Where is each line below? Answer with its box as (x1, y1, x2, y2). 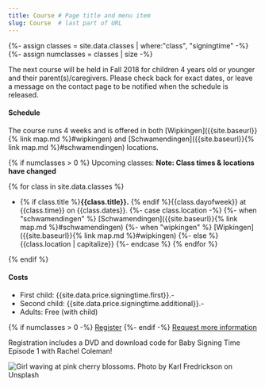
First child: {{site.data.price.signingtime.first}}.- (19, 290, 175, 300)
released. (8, 90, 39, 99)
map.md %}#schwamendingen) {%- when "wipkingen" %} (19, 222, 213, 232)
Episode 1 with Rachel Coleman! (8, 346, 113, 355)
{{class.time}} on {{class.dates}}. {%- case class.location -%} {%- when (19, 205, 257, 215)
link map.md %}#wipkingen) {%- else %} (84, 231, 219, 240)
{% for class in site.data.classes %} (8, 182, 125, 191)
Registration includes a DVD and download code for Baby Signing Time (8, 338, 240, 347)
